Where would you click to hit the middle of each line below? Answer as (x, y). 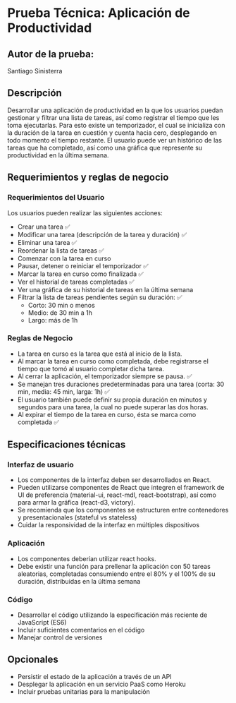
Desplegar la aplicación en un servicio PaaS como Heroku (102, 684)
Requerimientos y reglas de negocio (88, 178)
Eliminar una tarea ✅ (47, 242)
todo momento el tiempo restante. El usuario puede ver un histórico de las (114, 140)
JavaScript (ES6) (42, 623)
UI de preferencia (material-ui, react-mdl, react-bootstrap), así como (117, 495)
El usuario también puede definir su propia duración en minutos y (112, 399)
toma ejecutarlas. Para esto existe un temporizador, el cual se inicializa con (116, 125)
